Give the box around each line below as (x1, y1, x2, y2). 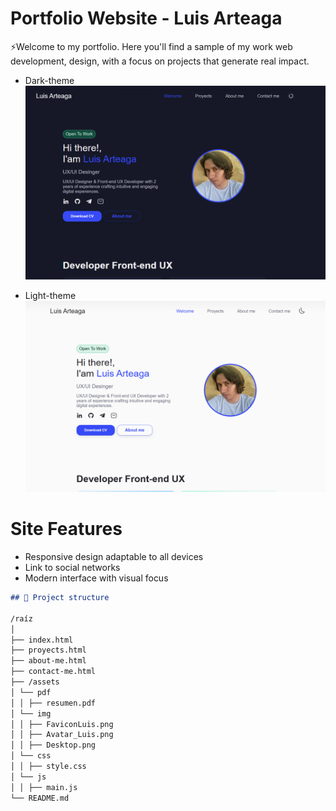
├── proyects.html (10, 645, 87, 656)
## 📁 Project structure (10, 593, 110, 603)
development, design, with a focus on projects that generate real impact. (10, 55, 310, 67)
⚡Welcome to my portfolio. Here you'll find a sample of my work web (10, 40, 293, 52)
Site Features (10, 518, 123, 541)
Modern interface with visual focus (24, 572, 169, 584)
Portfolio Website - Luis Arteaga (10, 7, 283, 30)
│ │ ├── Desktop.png (10, 740, 97, 751)
